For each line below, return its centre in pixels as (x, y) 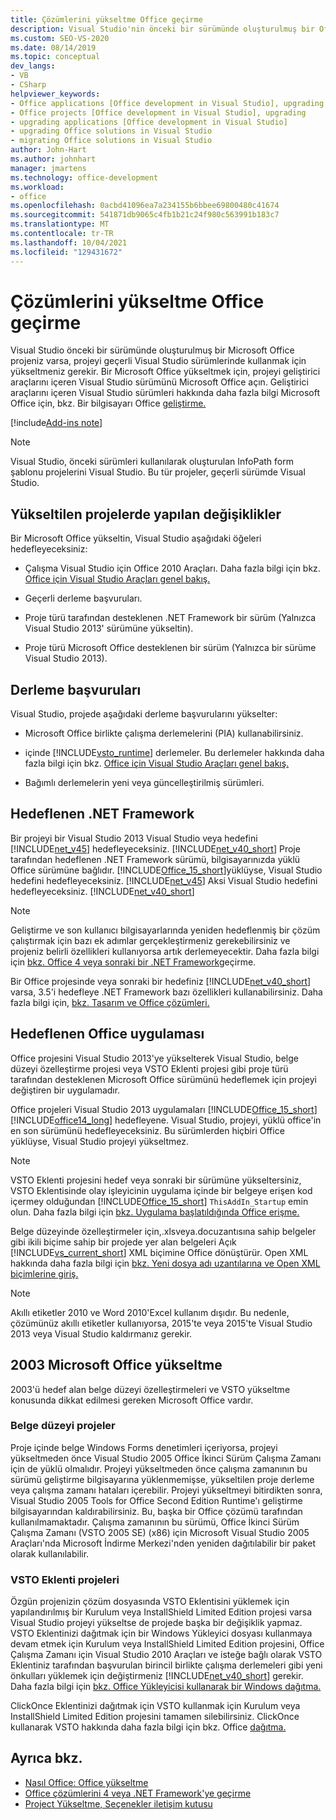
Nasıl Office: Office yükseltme (86, 1782)
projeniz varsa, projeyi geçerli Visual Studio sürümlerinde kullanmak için (158, 361)
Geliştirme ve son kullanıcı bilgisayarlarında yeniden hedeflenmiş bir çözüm (165, 930)
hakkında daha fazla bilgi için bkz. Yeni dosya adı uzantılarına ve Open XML (165, 1263)
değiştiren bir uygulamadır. (65, 1090)
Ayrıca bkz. (46, 1758)
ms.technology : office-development (84, 177)
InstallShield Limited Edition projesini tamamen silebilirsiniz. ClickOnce (155, 1717)
